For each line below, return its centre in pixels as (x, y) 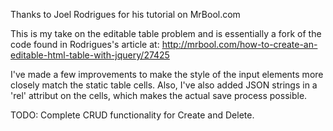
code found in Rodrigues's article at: (85, 44)
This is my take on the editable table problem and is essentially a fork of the (166, 33)
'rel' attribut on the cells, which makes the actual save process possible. (159, 95)
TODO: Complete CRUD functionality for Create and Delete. (132, 115)
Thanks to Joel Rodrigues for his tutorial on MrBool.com (125, 14)
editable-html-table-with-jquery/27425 (90, 55)
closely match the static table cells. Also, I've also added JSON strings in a (164, 85)
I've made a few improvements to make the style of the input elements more (167, 74)
